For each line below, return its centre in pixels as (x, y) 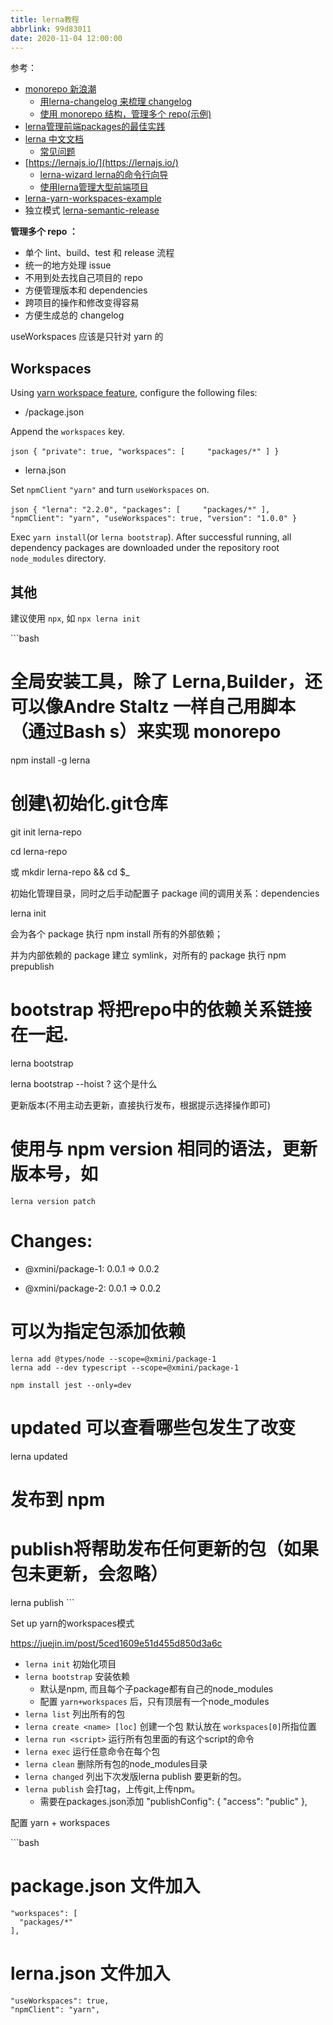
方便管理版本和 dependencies (86, 290)
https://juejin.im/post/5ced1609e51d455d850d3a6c (116, 1643)
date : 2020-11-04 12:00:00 (66, 38)
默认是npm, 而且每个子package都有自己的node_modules (156, 1688)
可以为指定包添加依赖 (98, 1331)
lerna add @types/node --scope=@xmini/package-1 (113, 1359)
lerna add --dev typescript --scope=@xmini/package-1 (125, 1367)
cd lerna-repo (39, 851)
